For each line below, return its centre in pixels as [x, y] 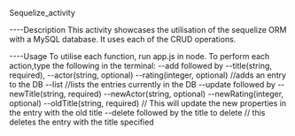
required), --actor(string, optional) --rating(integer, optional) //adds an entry [147, 75]
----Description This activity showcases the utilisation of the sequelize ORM [148, 30]
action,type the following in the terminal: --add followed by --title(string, [141, 66]
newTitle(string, [38, 94]
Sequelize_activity [42, 13]
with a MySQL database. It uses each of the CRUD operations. [123, 39]
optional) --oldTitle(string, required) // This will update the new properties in [147, 103]
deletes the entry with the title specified [82, 122]
